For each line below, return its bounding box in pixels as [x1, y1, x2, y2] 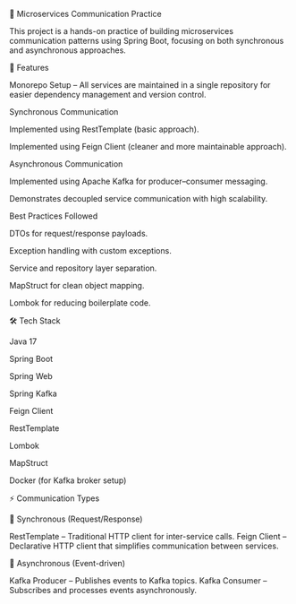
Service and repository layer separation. [9, 263, 157, 273]
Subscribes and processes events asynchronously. [9, 585, 198, 595]
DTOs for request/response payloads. [9, 229, 148, 238]
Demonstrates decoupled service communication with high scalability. [9, 194, 268, 203]
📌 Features [9, 63, 49, 73]
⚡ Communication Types [9, 493, 100, 504]
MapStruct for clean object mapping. [9, 280, 145, 290]
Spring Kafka [9, 388, 58, 399]
